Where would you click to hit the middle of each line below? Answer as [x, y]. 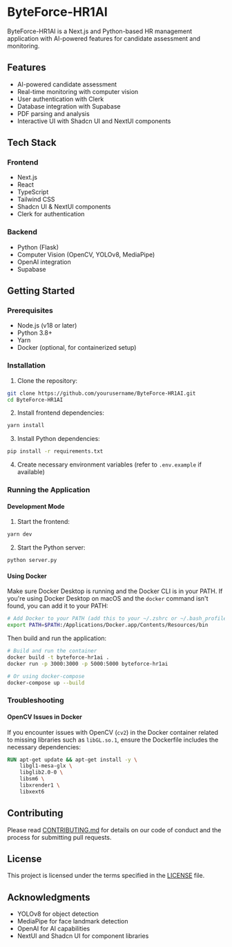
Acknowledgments [49, 897]
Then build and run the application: [57, 638]
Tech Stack [32, 143]
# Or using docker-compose [46, 676]
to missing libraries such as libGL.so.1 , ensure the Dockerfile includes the [113, 740]
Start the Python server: [51, 547]
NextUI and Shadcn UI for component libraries [83, 936]
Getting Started [41, 291]
